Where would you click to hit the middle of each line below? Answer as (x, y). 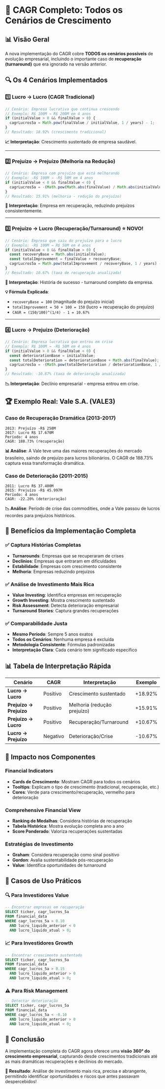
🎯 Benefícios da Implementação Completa (70, 531)
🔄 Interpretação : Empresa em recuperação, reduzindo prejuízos (70, 206)
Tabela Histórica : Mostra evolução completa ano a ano (68, 826)
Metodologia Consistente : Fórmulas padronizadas (64, 645)
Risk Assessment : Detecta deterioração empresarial (65, 605)
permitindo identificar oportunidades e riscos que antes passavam (72, 1076)
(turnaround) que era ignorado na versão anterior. (56, 64)
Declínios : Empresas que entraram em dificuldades (64, 561)
